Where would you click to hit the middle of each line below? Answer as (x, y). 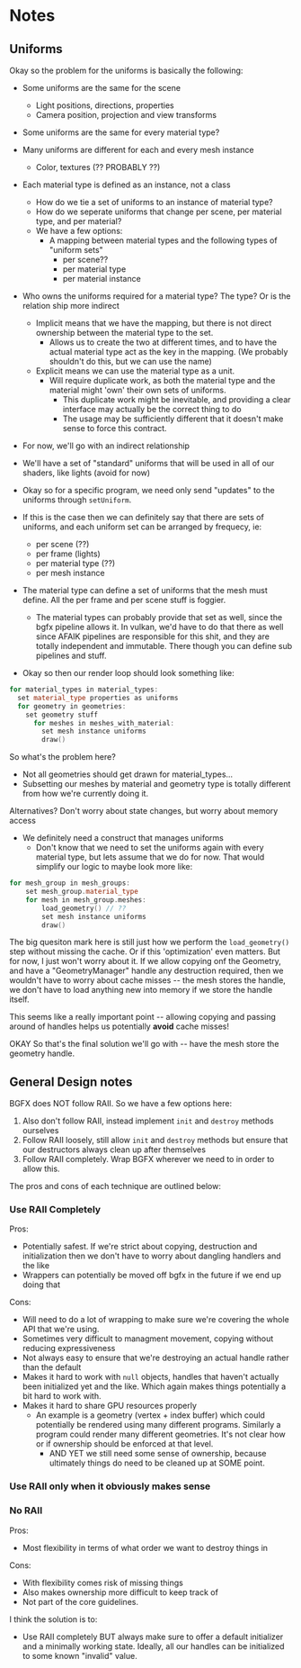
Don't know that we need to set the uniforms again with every (150, 848)
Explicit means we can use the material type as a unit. (135, 371)
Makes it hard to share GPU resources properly (110, 1406)
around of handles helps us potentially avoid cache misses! (119, 1026)
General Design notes (71, 1082)
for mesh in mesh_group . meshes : (86, 900)
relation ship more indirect (71, 306)
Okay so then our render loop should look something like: (128, 673)
